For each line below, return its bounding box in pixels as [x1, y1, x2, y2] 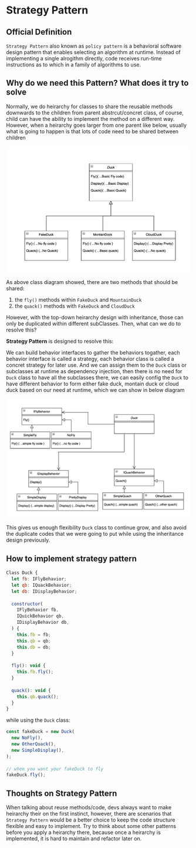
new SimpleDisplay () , [11, 747, 65, 753]
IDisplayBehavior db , [16, 620, 69, 626]
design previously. [6, 536, 50, 543]
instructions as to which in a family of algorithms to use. [6, 61, 141, 68]
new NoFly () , [11, 735, 43, 741]
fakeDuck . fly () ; [6, 772, 46, 778]
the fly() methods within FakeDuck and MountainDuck [14, 296, 142, 303]
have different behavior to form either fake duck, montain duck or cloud [6, 380, 179, 387]
